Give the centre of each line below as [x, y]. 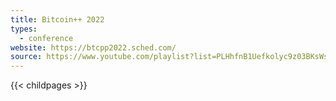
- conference [46, 38]
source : [26, 57]
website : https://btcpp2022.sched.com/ [93, 47]
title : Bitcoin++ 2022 [57, 19]
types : [24, 29]
